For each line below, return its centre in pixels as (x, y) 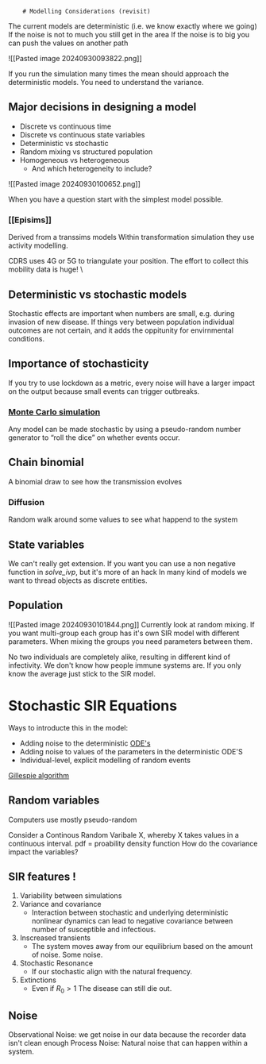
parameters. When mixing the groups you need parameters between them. (130, 641)
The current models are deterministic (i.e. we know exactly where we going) (133, 26)
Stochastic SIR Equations (93, 705)
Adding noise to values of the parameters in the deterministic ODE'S (131, 751)
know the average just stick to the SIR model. (82, 673)
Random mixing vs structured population (86, 152)
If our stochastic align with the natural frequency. (112, 972)
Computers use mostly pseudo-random (73, 819)
